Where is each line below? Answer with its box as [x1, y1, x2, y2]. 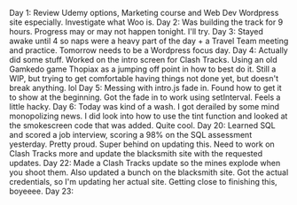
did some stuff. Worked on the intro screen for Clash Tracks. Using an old [9, 55, 277, 65]
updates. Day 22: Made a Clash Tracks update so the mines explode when [9, 158, 281, 168]
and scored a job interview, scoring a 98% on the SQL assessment [9, 130, 253, 140]
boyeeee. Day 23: [9, 186, 74, 196]
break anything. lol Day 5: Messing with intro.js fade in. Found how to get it [9, 83, 282, 93]
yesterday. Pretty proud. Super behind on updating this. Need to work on [9, 139, 275, 149]
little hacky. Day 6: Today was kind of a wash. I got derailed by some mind [9, 102, 280, 111]
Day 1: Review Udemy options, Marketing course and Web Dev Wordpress [9, 8, 279, 18]
